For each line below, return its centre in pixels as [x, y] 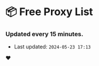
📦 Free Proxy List [49, 12]
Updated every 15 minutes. [45, 34]
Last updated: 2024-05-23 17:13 [52, 47]
